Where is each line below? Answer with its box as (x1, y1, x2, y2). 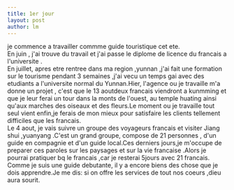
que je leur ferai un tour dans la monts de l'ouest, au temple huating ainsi (7, 94, 217, 103)
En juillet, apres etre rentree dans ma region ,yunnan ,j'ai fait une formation (7, 64, 222, 73)
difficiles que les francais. (7, 117, 82, 125)
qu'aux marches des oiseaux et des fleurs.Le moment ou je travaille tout (7, 102, 215, 110)
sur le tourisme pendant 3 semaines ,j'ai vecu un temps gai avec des (7, 72, 205, 80)
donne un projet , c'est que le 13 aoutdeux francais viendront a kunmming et (7, 87, 227, 95)
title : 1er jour (7, 10, 54, 17)
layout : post (7, 17, 45, 24)
